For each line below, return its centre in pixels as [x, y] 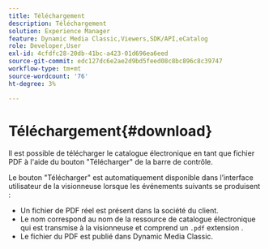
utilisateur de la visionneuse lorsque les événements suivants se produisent [134, 187]
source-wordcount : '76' [49, 76]
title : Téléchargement [47, 16]
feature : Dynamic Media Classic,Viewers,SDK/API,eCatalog [108, 39]
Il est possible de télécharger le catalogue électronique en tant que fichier [132, 153]
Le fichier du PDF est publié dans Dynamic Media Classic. [116, 237]
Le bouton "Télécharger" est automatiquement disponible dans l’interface [131, 178]
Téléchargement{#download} [111, 131]
